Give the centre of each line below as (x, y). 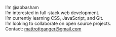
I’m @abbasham (22, 7)
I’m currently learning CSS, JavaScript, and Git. (54, 18)
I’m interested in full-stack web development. (52, 13)
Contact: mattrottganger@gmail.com (44, 29)
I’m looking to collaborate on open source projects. (58, 23)
